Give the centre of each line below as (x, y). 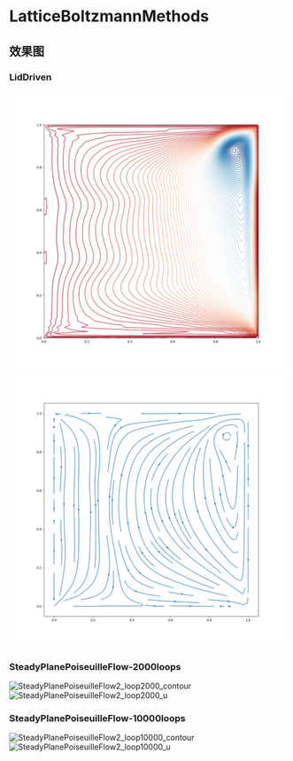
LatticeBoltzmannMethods (109, 16)
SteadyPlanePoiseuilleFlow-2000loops (95, 666)
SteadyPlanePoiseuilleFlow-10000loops (97, 718)
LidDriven (31, 77)
